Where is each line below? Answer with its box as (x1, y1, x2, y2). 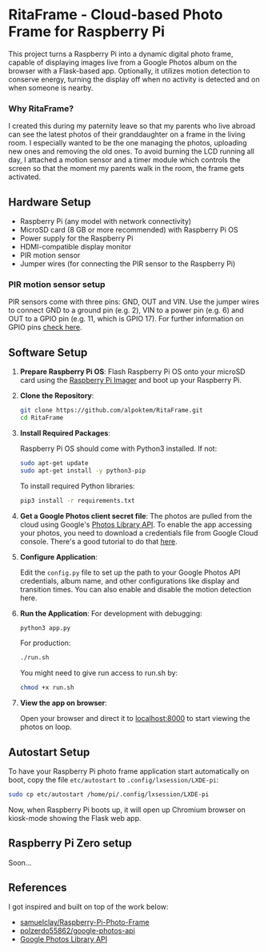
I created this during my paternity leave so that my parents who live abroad (8, 121, 256, 131)
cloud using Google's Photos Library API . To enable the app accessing (19, 520, 252, 529)
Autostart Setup (8, 745, 90, 759)
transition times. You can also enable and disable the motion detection (19, 584, 252, 594)
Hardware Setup (8, 195, 91, 209)
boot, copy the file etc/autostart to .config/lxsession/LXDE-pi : (8, 775, 219, 784)
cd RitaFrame (19, 414, 64, 422)
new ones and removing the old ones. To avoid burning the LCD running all (8, 146, 254, 157)
